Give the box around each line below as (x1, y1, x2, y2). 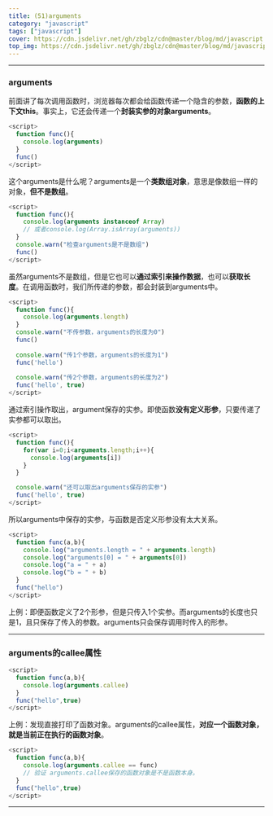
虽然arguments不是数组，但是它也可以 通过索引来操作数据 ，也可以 (8, 271, 230, 281)
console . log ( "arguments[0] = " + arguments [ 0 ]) (23, 553, 187, 562)
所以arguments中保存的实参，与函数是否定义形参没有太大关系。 (8, 514, 223, 524)
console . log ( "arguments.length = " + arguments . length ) (23, 546, 217, 554)
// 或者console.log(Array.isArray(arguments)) (23, 226, 181, 234)
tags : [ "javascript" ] (8, 27, 82, 35)
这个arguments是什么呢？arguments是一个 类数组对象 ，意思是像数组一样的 (8, 176, 258, 186)
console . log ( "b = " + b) (23, 568, 107, 577)
